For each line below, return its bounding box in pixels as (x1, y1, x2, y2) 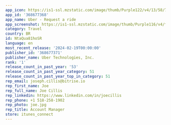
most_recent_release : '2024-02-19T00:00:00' (5, 45, 101, 51)
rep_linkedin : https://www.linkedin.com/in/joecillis (5, 93, 122, 98)
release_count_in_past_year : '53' (5, 64, 79, 69)
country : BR (5, 31, 31, 36)
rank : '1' (5, 60, 26, 65)
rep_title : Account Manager (5, 107, 65, 112)
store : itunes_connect (5, 112, 53, 117)
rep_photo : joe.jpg (5, 103, 47, 108)
